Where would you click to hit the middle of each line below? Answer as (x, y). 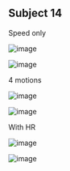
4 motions (25, 79)
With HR (22, 127)
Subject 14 (35, 13)
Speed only (27, 32)
